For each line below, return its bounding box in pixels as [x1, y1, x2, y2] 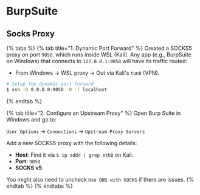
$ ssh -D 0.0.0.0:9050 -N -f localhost [6, 86, 108, 92]
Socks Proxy [6, 29, 55, 39]
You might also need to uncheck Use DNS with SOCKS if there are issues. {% [6, 176, 195, 183]
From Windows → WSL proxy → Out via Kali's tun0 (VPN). [15, 69, 160, 77]
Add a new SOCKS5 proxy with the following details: [6, 139, 137, 146]
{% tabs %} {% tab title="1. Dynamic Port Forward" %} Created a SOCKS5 [6, 44, 193, 52]
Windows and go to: [6, 115, 57, 123]
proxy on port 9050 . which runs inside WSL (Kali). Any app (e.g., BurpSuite [6, 51, 191, 58]
